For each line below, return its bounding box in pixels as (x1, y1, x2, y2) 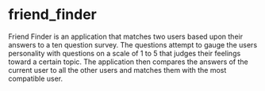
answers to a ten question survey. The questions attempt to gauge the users (8, 40, 258, 49)
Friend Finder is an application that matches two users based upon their (8, 32, 244, 41)
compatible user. (8, 74, 63, 83)
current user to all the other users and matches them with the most (8, 65, 227, 74)
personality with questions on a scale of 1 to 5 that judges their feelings (8, 48, 241, 58)
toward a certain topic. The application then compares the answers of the (8, 57, 248, 66)
